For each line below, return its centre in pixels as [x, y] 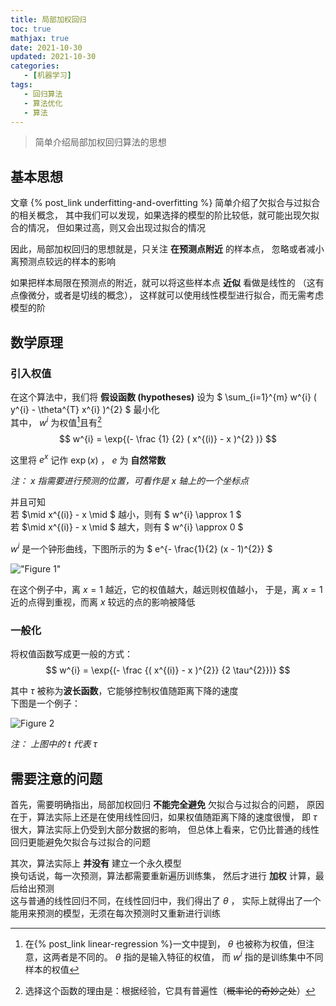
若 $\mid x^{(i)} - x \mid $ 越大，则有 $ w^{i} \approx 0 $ [127, 527]
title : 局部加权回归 [48, 19]
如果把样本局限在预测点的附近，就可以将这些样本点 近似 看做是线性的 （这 [163, 283]
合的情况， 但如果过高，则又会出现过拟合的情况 [108, 228]
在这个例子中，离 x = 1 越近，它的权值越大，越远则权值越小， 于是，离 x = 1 [166, 589]
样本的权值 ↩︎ [52, 969]
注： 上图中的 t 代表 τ [54, 744]
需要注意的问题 [56, 778]
